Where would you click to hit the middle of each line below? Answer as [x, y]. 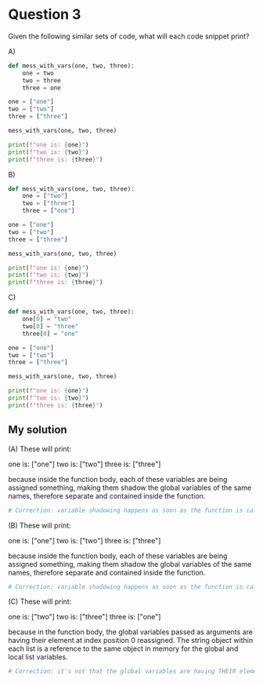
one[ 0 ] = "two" [47, 320]
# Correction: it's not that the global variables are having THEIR [122, 672]
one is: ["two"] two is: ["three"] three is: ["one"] [85, 617]
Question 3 [45, 15]
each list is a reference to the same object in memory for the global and [123, 648]
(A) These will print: [40, 448]
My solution [38, 430]
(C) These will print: [40, 601]
